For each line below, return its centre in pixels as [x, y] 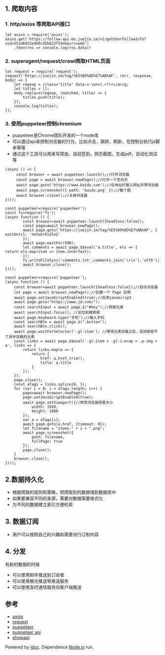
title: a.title [56, 363]
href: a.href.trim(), [62, 359]
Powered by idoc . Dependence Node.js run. [49, 647]
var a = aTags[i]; [42, 420]
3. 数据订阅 [22, 521]
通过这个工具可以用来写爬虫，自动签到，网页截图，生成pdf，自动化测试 [85, 154]
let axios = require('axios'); [37, 35]
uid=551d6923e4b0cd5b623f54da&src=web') [47, 43]
